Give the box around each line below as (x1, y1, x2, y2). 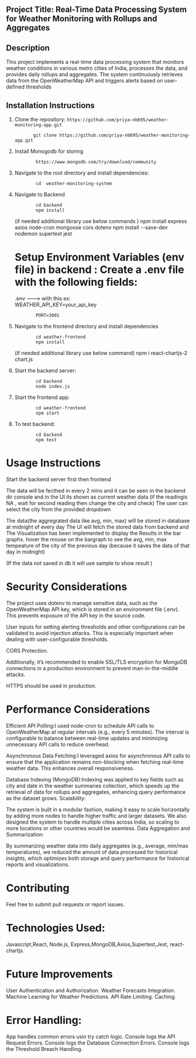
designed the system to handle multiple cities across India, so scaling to (6, 818, 180, 825)
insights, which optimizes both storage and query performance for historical (6, 855, 190, 862)
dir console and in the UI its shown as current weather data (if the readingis (6, 493, 188, 500)
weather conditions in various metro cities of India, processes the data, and (6, 64, 188, 72)
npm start (36, 410, 60, 416)
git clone (33, 132, 57, 138)
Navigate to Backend (14, 191, 66, 198)
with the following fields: (14, 275, 138, 289)
